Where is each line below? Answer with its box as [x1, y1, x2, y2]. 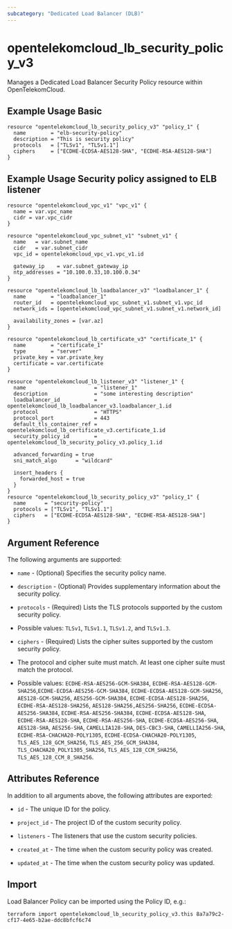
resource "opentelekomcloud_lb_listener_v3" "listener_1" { [7, 378, 185, 385]
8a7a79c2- [196, 910, 225, 917]
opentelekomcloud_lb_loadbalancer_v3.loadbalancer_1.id [7, 403, 172, 410]
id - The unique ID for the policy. [17, 805, 111, 813]
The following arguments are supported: [7, 555, 123, 563]
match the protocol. [17, 666, 74, 673]
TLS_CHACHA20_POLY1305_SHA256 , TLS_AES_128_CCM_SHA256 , [17, 746, 178, 753]
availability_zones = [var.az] [13, 317, 104, 325]
